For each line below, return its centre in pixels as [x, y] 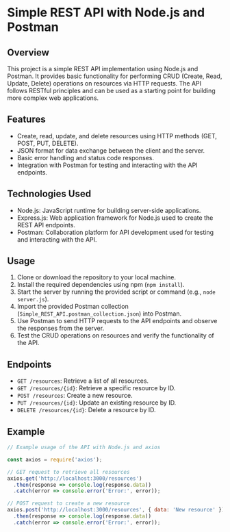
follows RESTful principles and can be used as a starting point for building [111, 91]
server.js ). [33, 299]
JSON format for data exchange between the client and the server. [111, 150]
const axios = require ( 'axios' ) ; [55, 459]
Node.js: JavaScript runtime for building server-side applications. [109, 210]
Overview [28, 52]
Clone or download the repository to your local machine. [97, 277]
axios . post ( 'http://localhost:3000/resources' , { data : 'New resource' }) [116, 510]
